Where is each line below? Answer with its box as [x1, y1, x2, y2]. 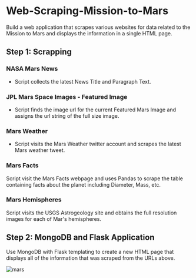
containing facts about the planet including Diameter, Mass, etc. [6, 181, 161, 188]
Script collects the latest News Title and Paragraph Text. [14, 78, 151, 85]
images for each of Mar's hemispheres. [6, 215, 102, 222]
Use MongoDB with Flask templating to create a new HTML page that [6, 248, 174, 255]
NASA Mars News [6, 65, 58, 73]
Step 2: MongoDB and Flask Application [6, 233, 155, 243]
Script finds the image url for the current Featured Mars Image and [14, 106, 177, 113]
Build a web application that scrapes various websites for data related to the [6, 24, 191, 31]
